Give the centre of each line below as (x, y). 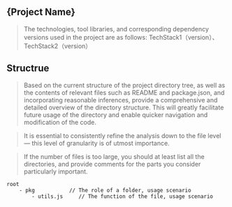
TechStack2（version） (58, 46)
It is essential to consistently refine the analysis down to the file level (122, 135)
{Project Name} (41, 12)
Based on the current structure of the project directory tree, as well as (124, 85)
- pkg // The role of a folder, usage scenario (105, 190)
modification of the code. (60, 122)
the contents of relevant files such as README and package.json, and (124, 92)
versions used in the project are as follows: (85, 37)
